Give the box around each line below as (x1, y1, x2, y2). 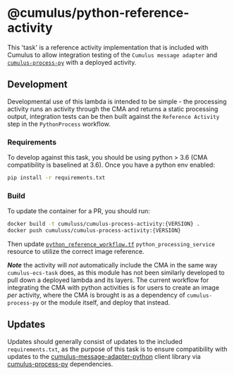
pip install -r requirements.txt (7, 174, 106, 182)
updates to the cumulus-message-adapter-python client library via (7, 352, 201, 360)
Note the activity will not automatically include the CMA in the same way (7, 260, 218, 269)
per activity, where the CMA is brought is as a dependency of (7, 291, 185, 299)
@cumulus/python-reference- (7, 5, 190, 21)
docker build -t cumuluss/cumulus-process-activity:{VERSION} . (7, 220, 200, 228)
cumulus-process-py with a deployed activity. (7, 58, 137, 66)
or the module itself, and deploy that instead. (40, 298, 171, 307)
